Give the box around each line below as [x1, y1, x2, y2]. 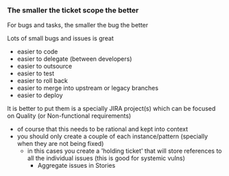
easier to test [16, 69, 55, 77]
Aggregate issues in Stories [37, 162, 116, 170]
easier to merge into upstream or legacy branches [16, 84, 159, 92]
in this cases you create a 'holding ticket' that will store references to [27, 147, 222, 155]
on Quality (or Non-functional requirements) [7, 112, 132, 120]
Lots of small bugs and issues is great [7, 34, 114, 42]
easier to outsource [16, 62, 73, 71]
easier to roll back [16, 77, 69, 85]
